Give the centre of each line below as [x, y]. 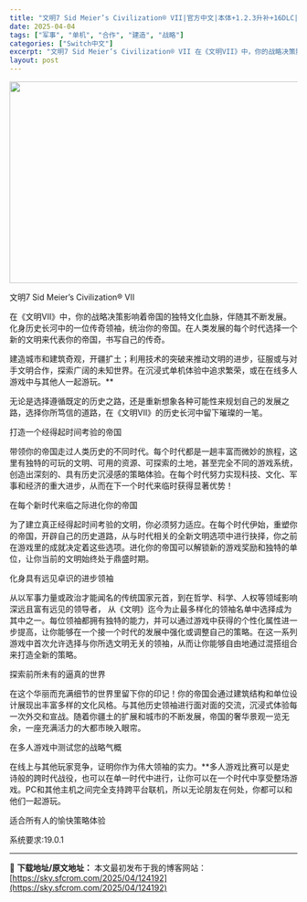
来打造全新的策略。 [46, 655]
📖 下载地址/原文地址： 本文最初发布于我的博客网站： [108, 868]
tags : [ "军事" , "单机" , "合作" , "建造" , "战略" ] [97, 35]
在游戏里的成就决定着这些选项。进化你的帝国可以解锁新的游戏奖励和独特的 [149, 547]
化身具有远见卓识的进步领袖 [62, 578]
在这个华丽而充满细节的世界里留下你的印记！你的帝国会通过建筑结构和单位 [149, 694]
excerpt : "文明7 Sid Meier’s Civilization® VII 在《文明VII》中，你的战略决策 [153, 52]
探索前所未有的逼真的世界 [58, 674]
